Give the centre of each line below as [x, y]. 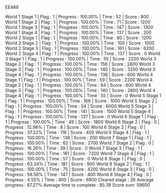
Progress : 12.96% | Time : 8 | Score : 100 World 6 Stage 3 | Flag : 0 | [75, 127]
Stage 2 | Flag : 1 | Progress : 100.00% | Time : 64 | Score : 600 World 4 [78, 85]
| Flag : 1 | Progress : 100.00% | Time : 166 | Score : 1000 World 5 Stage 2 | [81, 101]
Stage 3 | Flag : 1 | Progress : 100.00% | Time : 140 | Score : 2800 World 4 [81, 90]
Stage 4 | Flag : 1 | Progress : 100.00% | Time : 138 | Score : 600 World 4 [79, 74]
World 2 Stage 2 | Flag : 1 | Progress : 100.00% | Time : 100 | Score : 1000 [80, 43]
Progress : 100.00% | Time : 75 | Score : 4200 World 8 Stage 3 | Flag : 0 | [80, 169]
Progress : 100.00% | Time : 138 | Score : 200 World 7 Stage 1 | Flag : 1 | [78, 138]
